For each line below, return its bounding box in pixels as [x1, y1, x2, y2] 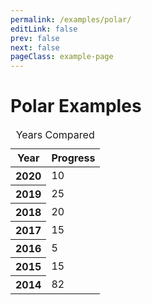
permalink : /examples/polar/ [10, 14, 132, 25]
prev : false [10, 33, 60, 43]
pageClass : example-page [10, 52, 114, 62]
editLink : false [10, 24, 78, 34]
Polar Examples [10, 95, 142, 118]
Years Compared [15, 128, 95, 142]
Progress [51, 151, 96, 165]
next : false [10, 42, 60, 53]
